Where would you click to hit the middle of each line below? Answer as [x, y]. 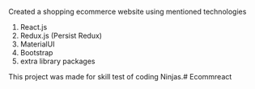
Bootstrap [36, 53]
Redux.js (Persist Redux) [61, 36]
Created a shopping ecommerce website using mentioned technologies [127, 12]
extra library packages [57, 61]
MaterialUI [37, 44]
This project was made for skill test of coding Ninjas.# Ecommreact [120, 77]
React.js [34, 27]
